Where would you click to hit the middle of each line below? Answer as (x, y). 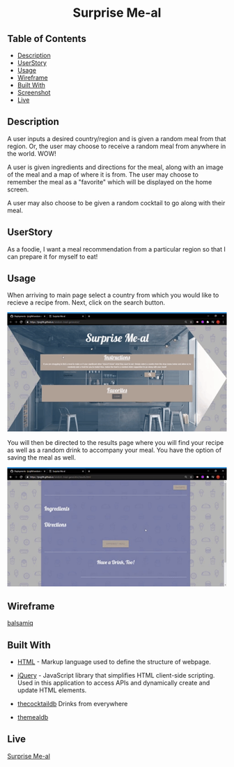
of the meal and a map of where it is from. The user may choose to (103, 174)
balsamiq (20, 623)
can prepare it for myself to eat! (53, 256)
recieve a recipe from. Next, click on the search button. (86, 302)
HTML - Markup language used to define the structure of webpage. (114, 662)
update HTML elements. (52, 690)
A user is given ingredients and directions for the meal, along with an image (116, 167)
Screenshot (34, 93)
